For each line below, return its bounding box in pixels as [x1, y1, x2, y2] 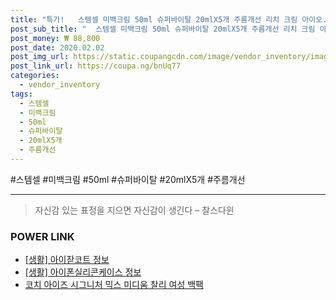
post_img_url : [10, 52, 70, 62]
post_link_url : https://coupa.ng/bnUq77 [10, 61, 182, 71]
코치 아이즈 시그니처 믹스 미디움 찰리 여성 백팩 [24, 279, 204, 291]
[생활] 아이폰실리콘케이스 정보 [24, 266, 142, 278]
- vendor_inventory [19, 80, 101, 90]
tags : [10, 89, 33, 99]
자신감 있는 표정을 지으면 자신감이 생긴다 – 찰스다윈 [34, 204, 235, 216]
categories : [10, 71, 60, 81]
